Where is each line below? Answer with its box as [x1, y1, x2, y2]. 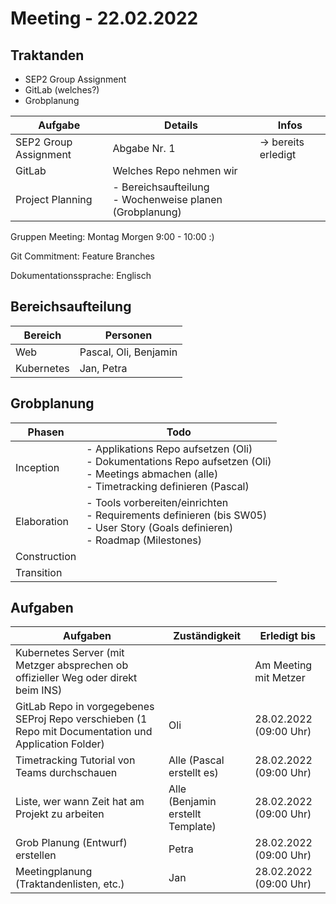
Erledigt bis [259, 629, 316, 643]
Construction [15, 549, 77, 563]
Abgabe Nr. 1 [112, 142, 176, 155]
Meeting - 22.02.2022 [10, 7, 199, 30]
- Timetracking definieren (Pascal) [86, 479, 250, 493]
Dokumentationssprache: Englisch [10, 270, 152, 281]
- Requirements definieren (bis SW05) [86, 508, 268, 522]
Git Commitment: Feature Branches [10, 250, 155, 262]
